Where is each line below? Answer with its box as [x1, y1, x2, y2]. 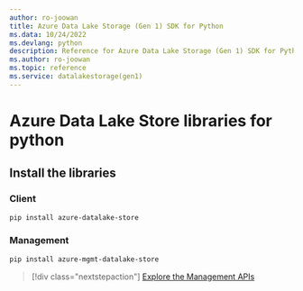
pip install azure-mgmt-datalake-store [9, 254, 160, 264]
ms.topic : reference [9, 64, 87, 73]
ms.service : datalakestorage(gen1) [9, 72, 143, 81]
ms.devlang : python [9, 38, 83, 48]
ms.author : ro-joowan [9, 55, 91, 64]
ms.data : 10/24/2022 [9, 30, 87, 39]
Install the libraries [9, 166, 117, 181]
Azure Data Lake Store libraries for [9, 110, 273, 131]
